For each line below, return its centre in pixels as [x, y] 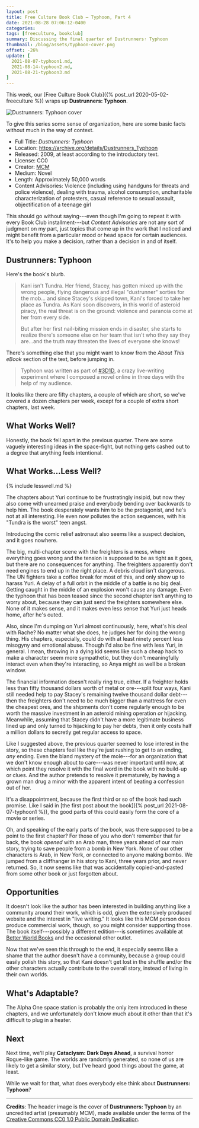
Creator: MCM [32, 167]
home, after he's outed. [35, 615]
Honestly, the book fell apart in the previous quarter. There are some [90, 440]
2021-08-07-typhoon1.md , [42, 61]
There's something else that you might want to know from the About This [95, 353]
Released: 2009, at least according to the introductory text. [87, 154]
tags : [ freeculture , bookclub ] [45, 34]
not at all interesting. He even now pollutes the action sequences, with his [96, 516]
